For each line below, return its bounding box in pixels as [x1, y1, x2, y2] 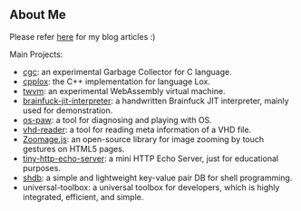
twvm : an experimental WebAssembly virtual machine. [22, 85, 226, 96]
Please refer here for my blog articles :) [9, 31, 156, 42]
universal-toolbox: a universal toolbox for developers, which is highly [22, 181, 280, 193]
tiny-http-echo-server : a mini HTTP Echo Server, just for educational [22, 153, 279, 164]
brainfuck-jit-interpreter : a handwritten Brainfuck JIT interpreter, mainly [22, 95, 289, 106]
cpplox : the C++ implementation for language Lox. [22, 76, 211, 87]
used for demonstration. [22, 104, 113, 116]
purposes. [22, 162, 62, 173]
